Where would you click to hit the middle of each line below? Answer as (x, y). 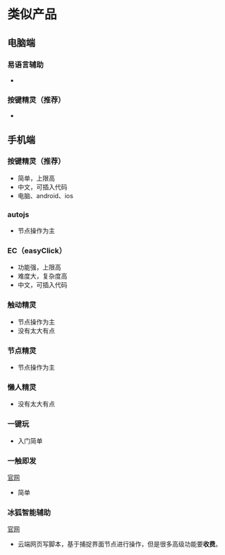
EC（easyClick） (37, 251)
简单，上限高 (36, 178)
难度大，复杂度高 (42, 276)
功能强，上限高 (39, 267)
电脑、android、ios (45, 195)
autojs (18, 214)
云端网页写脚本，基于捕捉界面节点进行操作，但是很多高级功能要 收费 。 (120, 544)
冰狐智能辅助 (29, 512)
